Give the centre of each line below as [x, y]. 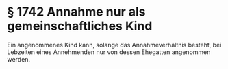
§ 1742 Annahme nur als [76, 12]
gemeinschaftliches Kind [80, 26]
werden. [19, 59]
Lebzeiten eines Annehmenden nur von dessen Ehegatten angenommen [109, 52]
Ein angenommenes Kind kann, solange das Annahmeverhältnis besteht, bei [114, 45]
